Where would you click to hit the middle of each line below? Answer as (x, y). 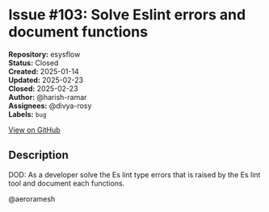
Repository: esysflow (44, 54)
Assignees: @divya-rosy (50, 106)
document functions (78, 32)
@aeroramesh (32, 198)
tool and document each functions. (67, 183)
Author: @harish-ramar (48, 97)
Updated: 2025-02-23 (46, 80)
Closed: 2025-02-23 (43, 88)
